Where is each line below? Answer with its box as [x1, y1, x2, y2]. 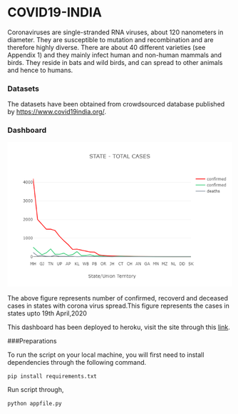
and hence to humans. [7, 66, 73, 74]
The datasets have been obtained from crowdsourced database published [7, 100, 225, 108]
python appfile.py [7, 400, 62, 407]
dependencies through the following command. [7, 358, 147, 366]
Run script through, [7, 385, 64, 393]
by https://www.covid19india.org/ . [7, 108, 107, 116]
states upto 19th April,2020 [7, 308, 88, 318]
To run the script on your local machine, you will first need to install [7, 350, 205, 359]
